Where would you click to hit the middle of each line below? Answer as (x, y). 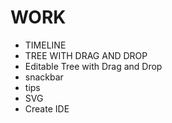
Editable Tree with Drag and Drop (93, 66)
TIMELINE (45, 45)
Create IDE (47, 108)
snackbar (44, 77)
